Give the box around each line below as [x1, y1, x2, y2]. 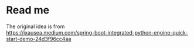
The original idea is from [6, 23, 65, 30]
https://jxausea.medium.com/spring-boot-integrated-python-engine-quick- [6, 29, 189, 36]
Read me [6, 4, 50, 17]
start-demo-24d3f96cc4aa [6, 35, 72, 42]
